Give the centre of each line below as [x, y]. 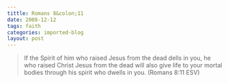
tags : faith [24, 26]
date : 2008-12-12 [32, 20]
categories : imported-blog [45, 32]
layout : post [26, 39]
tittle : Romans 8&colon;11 [45, 13]
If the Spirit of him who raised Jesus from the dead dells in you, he [117, 58]
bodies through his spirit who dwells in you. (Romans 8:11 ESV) [112, 73]
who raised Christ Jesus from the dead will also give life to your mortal [123, 65]
